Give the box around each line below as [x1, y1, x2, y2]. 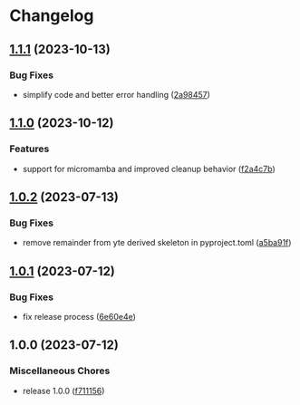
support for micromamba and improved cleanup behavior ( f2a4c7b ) [22, 163, 276, 174]
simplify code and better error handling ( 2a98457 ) [22, 89, 211, 100]
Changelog [9, 5, 94, 26]
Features [9, 142, 50, 155]
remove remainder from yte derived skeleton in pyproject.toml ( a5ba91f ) [22, 237, 292, 248]
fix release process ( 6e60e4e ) [22, 311, 136, 322]
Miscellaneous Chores [9, 364, 111, 377]
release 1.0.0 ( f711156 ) [22, 385, 105, 396]
